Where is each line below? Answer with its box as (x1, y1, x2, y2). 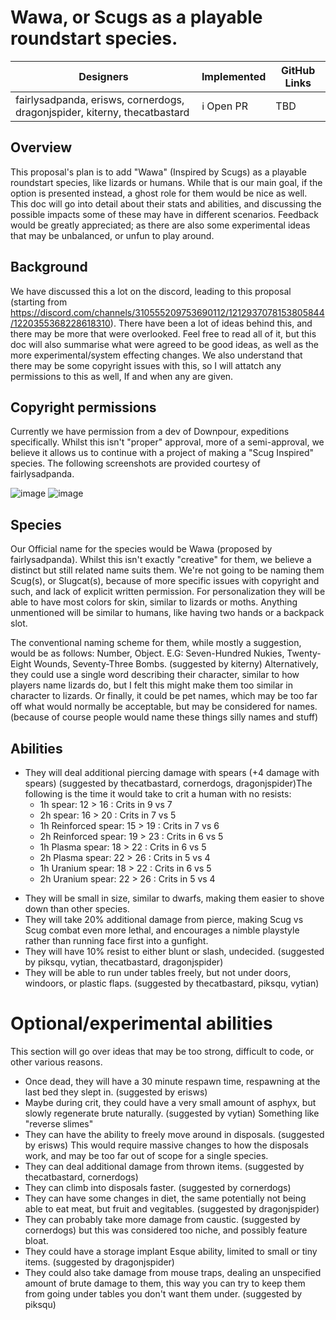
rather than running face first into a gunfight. (24, 935, 209, 946)
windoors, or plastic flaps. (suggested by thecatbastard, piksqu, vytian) (24, 977, 320, 989)
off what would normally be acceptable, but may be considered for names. (10, 701, 318, 713)
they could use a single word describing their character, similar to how (10, 669, 300, 681)
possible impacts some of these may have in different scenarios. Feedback (10, 208, 319, 220)
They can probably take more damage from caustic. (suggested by (24, 1213, 301, 1225)
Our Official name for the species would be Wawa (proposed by (10, 543, 273, 555)
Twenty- (286, 647, 322, 660)
